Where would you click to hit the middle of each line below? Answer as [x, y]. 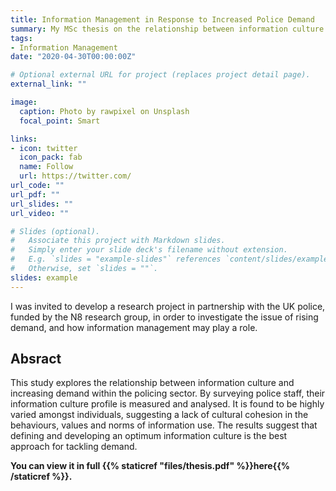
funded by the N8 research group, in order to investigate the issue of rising [164, 317]
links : [24, 139]
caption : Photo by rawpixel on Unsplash [104, 111]
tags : [21, 38]
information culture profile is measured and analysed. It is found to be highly [167, 404]
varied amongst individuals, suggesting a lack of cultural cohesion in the [159, 415]
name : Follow [46, 167]
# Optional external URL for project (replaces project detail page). [160, 75]
